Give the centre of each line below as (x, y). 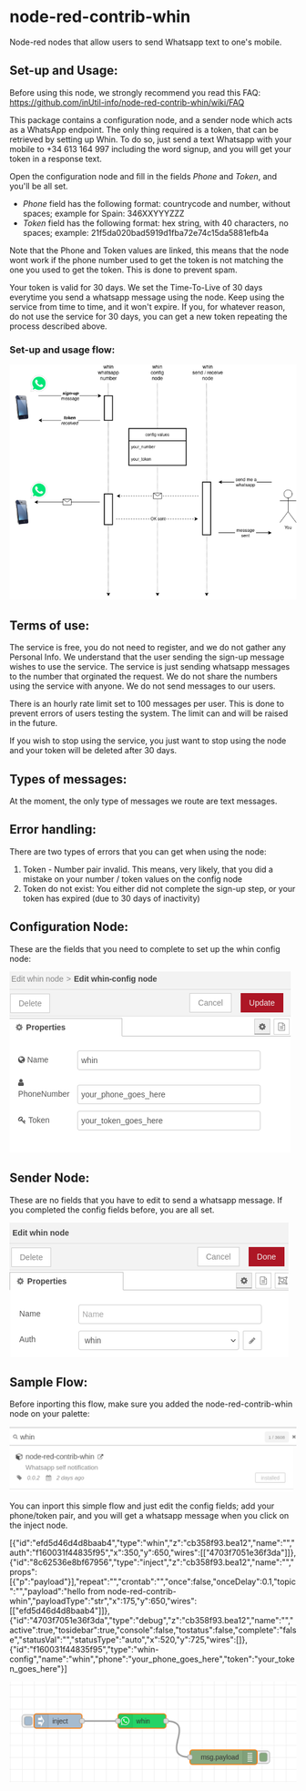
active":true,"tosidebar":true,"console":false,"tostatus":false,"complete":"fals (153, 1630)
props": (24, 1572)
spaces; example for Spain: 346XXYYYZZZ (103, 213)
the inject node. (39, 1525)
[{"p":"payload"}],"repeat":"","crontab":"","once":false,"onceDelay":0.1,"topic (153, 1581)
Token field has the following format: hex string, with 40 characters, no (155, 223)
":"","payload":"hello (48, 1591)
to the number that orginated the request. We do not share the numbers (143, 677)
